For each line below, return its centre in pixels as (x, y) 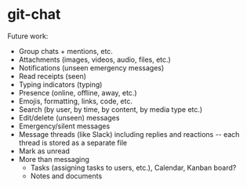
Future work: (28, 36)
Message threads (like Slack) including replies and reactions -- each (129, 134)
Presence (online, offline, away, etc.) (78, 92)
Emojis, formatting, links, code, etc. (76, 101)
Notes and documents (66, 176)
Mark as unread (44, 151)
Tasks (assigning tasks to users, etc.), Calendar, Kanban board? (133, 167)
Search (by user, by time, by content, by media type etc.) (111, 109)
